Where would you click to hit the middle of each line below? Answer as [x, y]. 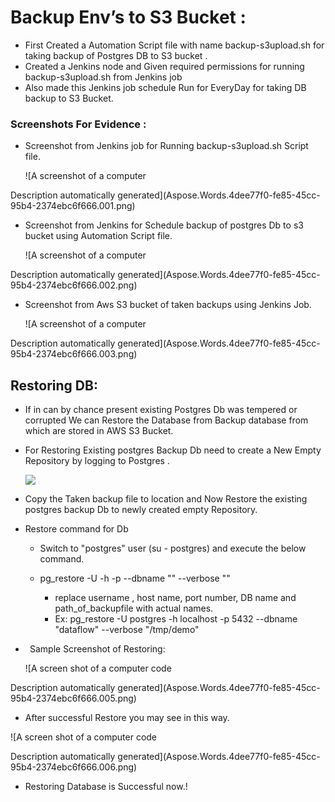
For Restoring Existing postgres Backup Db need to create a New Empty [173, 450]
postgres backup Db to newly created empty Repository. [141, 510]
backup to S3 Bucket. [69, 98]
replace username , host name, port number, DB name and [175, 598]
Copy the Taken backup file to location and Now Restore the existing [166, 499]
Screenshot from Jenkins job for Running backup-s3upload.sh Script [166, 146]
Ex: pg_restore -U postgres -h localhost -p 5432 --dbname [176, 619]
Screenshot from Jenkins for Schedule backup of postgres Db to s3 [164, 225]
